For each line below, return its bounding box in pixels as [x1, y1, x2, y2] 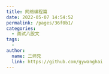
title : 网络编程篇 [6, 8, 48, 15]
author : [6, 48, 26, 54]
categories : [6, 25, 36, 32]
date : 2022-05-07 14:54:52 [6, 14, 74, 20]
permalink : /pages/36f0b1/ [6, 20, 74, 26]
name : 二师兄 [11, 53, 41, 59]
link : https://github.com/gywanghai [11, 58, 103, 64]
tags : [6, 36, 20, 42]
